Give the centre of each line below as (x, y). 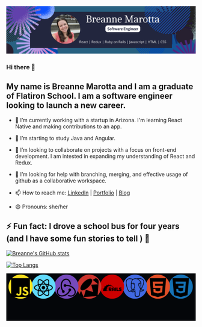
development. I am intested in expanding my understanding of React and (105, 156)
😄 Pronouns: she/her (41, 207)
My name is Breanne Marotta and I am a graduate (100, 87)
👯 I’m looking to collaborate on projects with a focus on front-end (96, 149)
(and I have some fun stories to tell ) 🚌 (78, 239)
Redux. (24, 163)
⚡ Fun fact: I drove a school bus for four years (93, 226)
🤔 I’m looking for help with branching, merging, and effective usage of (101, 174)
